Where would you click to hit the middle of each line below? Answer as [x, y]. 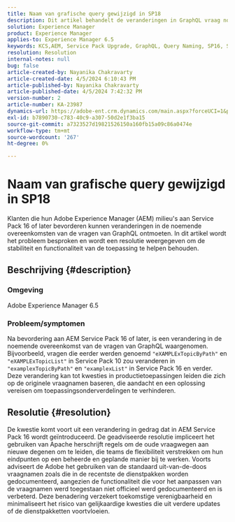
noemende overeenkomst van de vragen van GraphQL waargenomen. [108, 346]
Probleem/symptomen [46, 324]
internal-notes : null [39, 59]
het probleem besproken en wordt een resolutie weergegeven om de [106, 241]
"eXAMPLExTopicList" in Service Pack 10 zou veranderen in [91, 361]
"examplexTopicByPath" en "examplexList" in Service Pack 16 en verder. [110, 368]
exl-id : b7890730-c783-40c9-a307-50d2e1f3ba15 [76, 117]
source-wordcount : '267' [43, 137]
